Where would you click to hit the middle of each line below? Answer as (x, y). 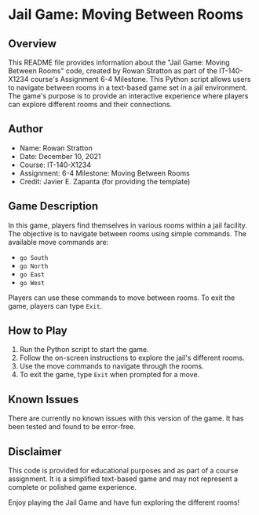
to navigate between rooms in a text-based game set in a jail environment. (128, 87)
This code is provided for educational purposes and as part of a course (123, 471)
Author (26, 129)
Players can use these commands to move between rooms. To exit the (122, 298)
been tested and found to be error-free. (72, 427)
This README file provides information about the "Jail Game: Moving (119, 62)
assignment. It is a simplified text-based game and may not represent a (123, 479)
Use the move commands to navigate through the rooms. (111, 366)
